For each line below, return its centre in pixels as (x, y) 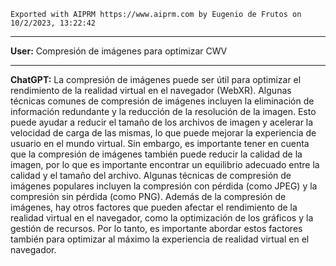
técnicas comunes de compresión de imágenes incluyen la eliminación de (162, 101)
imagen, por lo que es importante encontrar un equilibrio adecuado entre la (165, 164)
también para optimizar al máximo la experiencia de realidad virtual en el (160, 239)
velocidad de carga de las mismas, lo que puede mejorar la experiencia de (163, 133)
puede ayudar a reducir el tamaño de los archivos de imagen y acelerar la (162, 122)
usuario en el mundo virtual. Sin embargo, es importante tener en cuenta (160, 143)
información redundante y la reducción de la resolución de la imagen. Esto (163, 111)
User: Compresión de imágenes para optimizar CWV (119, 51)
